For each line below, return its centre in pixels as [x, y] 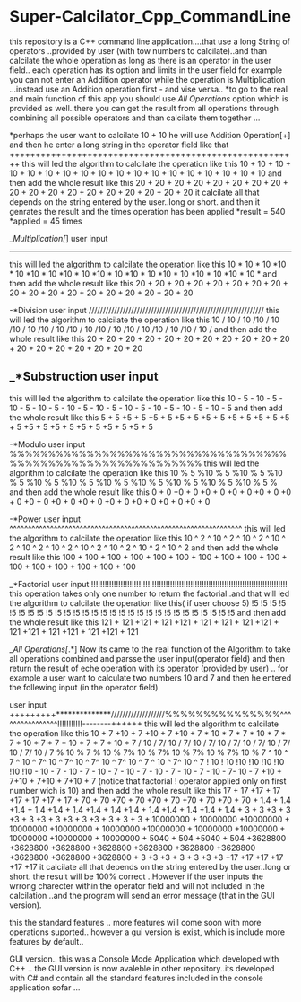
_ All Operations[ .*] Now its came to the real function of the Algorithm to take [150, 649]
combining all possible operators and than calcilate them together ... [135, 118]
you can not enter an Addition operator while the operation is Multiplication [147, 79]
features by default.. [47, 941]
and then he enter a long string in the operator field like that [119, 145]
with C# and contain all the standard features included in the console [137, 978]
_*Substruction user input [84, 377]
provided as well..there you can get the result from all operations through [144, 108]
